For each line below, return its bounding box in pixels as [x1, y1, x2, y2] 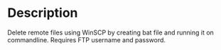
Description [7, 5, 78, 21]
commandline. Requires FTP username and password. [7, 35, 166, 44]
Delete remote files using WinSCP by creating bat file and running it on [7, 28, 215, 37]
